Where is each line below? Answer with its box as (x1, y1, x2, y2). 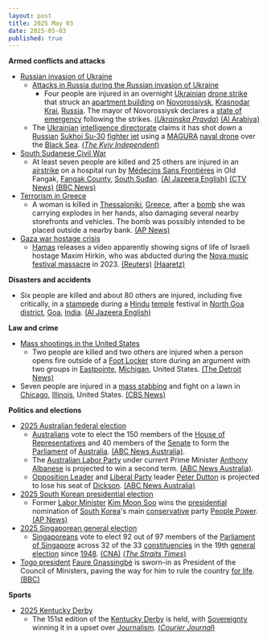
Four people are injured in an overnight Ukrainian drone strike (43, 89, 248, 99)
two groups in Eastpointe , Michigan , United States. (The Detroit (31, 365, 242, 374)
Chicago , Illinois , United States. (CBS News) (19, 390, 166, 400)
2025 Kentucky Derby (19, 605, 93, 615)
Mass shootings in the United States (19, 339, 140, 349)
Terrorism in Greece (19, 191, 87, 201)
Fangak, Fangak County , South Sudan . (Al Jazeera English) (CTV (31, 174, 247, 184)
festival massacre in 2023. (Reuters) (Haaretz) (31, 259, 186, 269)
